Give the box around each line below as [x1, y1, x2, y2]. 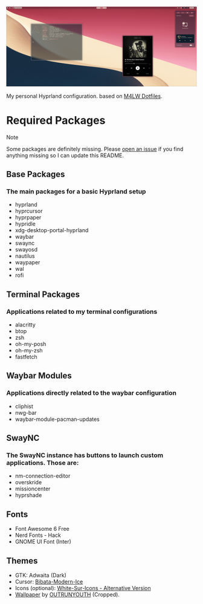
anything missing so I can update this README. [6, 152, 124, 159]
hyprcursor [14, 207, 43, 215]
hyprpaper [14, 214, 42, 221]
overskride [14, 479, 42, 486]
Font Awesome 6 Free [14, 525, 69, 533]
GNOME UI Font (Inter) [14, 538, 71, 545]
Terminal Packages [6, 289, 80, 299]
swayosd [14, 246, 38, 253]
